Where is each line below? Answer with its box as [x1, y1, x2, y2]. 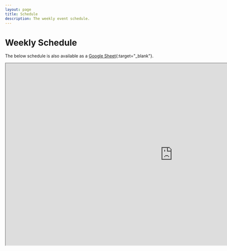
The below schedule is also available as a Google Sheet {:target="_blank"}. [5, 53, 154, 59]
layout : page [5, 7, 32, 12]
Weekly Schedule [5, 37, 77, 48]
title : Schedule [5, 12, 38, 17]
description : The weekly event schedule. [5, 16, 90, 21]
